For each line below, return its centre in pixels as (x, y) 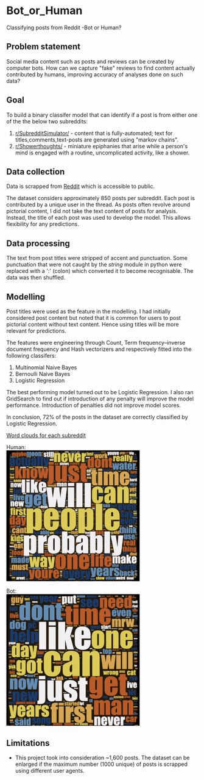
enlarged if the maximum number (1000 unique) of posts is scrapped (101, 764)
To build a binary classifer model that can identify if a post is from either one (102, 115)
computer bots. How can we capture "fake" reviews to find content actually (101, 68)
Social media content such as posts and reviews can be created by (90, 61)
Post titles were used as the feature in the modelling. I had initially (89, 311)
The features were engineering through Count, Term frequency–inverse (96, 343)
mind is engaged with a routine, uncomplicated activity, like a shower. (102, 153)
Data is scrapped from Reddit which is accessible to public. (81, 186)
